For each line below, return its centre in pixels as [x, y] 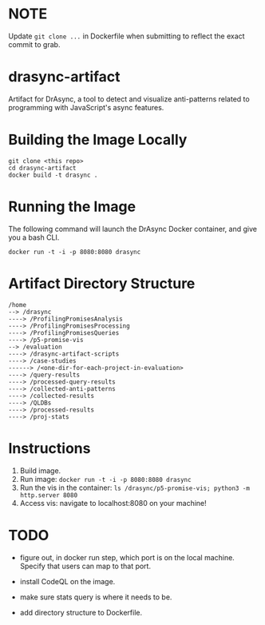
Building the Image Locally [98, 140]
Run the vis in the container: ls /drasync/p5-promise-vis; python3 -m [134, 488]
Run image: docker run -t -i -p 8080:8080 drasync [105, 479]
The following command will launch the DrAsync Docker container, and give [133, 229]
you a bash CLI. [34, 237]
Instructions [49, 448]
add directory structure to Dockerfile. [81, 612]
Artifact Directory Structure [102, 283]
